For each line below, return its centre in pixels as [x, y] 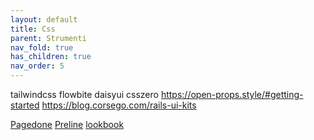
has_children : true [51, 57]
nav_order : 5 [37, 66]
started [25, 105]
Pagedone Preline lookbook [67, 124]
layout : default [44, 19]
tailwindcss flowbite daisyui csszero [84, 94]
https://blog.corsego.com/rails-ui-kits [119, 105]
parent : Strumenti [48, 38]
